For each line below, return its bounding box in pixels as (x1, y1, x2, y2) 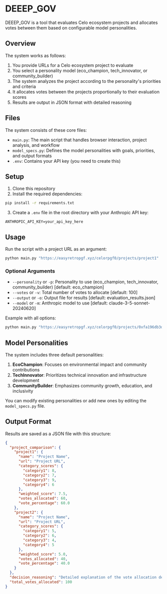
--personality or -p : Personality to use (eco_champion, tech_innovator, (12, 279, 159, 285)
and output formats (12, 153, 52, 159)
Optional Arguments (5, 268, 56, 275)
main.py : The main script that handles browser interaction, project (12, 137, 147, 143)
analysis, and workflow (12, 142, 60, 148)
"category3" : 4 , (23, 538, 57, 543)
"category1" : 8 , (23, 468, 57, 473)
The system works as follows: (5, 52, 66, 58)
